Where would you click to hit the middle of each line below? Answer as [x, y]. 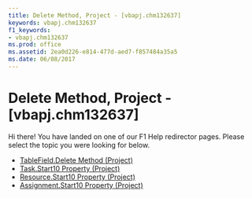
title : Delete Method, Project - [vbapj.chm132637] [94, 15]
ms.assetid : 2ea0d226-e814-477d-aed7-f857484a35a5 [93, 52]
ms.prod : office [35, 45]
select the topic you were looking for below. [79, 145]
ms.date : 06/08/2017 [42, 60]
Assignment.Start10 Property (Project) [81, 185]
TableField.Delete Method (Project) [76, 160]
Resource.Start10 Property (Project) [78, 177]
